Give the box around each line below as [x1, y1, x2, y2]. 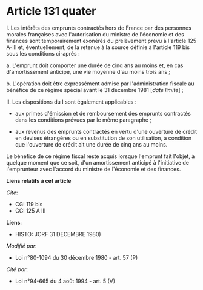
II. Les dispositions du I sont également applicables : [6, 98, 137, 105]
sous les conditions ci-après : [6, 50, 80, 57]
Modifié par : [6, 242, 38, 249]
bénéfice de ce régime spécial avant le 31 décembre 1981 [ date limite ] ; [6, 86, 184, 93]
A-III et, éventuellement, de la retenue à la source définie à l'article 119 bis [6, 44, 190, 51]
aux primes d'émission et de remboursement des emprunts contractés [15, 110, 191, 117]
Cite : [6, 189, 18, 196]
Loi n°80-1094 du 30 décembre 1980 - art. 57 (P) [15, 254, 138, 261]
